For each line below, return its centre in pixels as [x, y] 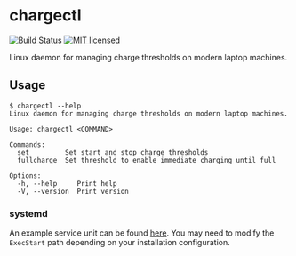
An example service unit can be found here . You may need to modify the [142, 233]
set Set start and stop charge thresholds [113, 152]
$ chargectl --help [45, 106]
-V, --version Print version [73, 191]
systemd [28, 213]
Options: [25, 176]
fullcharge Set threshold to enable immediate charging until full [147, 160]
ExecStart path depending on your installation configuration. [120, 243]
